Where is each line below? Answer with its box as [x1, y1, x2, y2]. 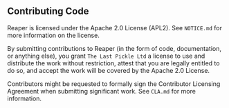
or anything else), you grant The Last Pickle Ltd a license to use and [7, 52, 205, 60]
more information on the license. [7, 31, 100, 39]
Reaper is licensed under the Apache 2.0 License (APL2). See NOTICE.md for [7, 23, 223, 32]
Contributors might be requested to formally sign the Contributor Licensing [7, 79, 221, 88]
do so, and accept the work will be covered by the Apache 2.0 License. [7, 66, 210, 74]
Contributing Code [7, 6, 89, 17]
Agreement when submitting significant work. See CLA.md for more [7, 87, 196, 95]
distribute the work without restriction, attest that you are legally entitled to [7, 58, 220, 67]
